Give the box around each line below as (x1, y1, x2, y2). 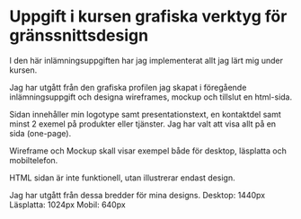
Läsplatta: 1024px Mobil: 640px (9, 199, 126, 210)
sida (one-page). (9, 127, 72, 138)
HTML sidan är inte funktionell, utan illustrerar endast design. (9, 172, 235, 183)
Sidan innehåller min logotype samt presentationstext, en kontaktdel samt (9, 109, 281, 119)
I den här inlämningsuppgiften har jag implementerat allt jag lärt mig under (9, 55, 283, 66)
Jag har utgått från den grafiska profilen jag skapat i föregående (9, 82, 247, 92)
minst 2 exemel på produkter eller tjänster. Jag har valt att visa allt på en (9, 118, 277, 129)
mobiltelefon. (9, 154, 58, 165)
